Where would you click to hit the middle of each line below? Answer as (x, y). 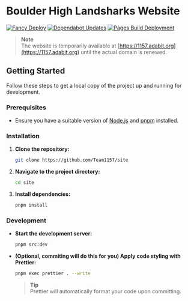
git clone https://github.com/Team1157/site (71, 160)
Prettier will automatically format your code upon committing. (105, 291)
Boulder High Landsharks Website (93, 11)
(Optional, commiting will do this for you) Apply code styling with (98, 256)
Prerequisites (26, 108)
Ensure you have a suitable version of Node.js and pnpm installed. (97, 121)
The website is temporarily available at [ (70, 46)
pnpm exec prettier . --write (53, 274)
